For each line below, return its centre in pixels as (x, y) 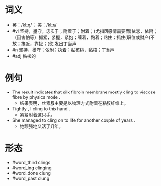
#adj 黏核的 (24, 56)
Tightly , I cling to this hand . (41, 109)
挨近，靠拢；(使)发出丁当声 (49, 43)
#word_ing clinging (32, 168)
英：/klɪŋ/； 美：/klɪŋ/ (34, 25)
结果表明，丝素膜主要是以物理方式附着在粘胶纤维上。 (74, 103)
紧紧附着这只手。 (37, 114)
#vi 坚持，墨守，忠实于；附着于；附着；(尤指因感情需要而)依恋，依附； (85, 31)
